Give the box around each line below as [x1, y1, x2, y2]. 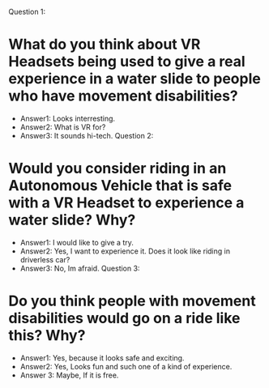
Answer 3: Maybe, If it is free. [19, 370, 119, 380]
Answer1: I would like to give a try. [19, 237, 134, 247]
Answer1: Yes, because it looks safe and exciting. [19, 352, 185, 363]
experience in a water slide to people [8, 70, 261, 88]
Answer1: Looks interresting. [19, 113, 116, 123]
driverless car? [19, 254, 70, 264]
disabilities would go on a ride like [8, 309, 241, 327]
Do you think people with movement [8, 292, 257, 310]
